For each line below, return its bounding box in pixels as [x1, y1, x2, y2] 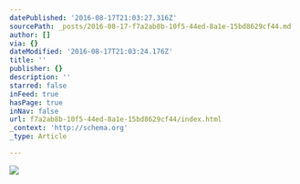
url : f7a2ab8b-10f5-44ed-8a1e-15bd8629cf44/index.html [9, 115, 222, 124]
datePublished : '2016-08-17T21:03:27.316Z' [9, 13, 178, 23]
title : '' [9, 56, 47, 65]
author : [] [9, 30, 51, 39]
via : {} [9, 38, 39, 48]
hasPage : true [9, 97, 64, 107]
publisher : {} [9, 65, 64, 74]
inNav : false [9, 107, 59, 116]
